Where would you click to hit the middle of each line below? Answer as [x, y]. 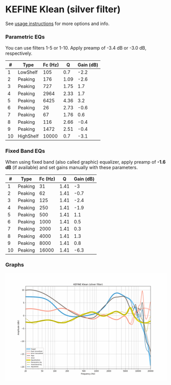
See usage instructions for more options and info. [58, 24]
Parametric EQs [25, 37]
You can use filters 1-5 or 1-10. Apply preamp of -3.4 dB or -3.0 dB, [76, 48]
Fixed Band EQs [25, 151]
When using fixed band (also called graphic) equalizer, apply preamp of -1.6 [85, 162]
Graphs [15, 265]
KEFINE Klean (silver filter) [63, 9]
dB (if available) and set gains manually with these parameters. [72, 168]
